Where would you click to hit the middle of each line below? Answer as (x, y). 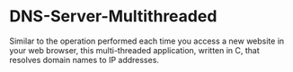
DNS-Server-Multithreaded (113, 16)
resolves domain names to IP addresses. (84, 60)
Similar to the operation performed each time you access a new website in (147, 41)
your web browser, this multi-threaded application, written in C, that (135, 50)
